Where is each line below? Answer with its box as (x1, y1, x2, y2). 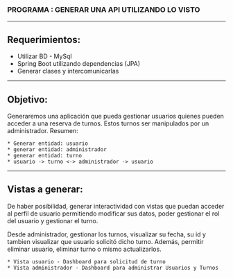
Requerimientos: (7, 33, 81, 46)
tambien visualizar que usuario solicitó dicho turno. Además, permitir (7, 237, 204, 245)
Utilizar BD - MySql (17, 52, 72, 60)
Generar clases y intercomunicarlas (17, 67, 119, 76)
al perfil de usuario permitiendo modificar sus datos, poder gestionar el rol (7, 209, 220, 218)
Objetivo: (7, 94, 49, 105)
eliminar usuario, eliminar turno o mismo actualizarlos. (7, 245, 162, 253)
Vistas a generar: (7, 184, 83, 196)
